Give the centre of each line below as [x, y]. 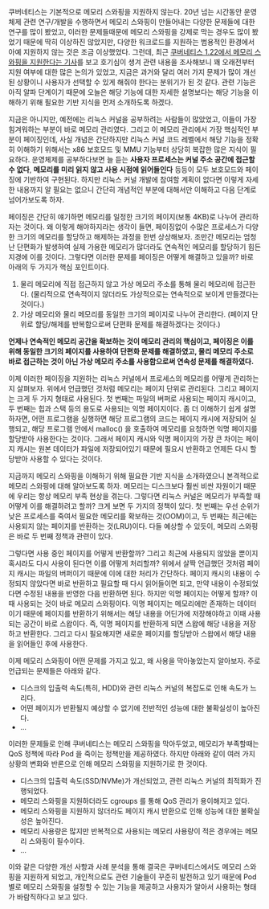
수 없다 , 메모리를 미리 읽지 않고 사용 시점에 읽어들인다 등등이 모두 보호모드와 [126, 170]
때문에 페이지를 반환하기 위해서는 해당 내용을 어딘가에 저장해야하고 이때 [134, 614]
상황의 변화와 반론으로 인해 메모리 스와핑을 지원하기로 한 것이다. [108, 764]
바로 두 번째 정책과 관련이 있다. [65, 536]
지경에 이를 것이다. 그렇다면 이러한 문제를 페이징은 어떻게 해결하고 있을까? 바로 [131, 257]
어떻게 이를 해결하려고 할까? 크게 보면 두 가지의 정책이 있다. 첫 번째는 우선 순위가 [134, 506]
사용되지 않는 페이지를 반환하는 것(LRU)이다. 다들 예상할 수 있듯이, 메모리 [122, 526]
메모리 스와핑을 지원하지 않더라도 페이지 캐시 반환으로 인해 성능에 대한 [129, 811]
